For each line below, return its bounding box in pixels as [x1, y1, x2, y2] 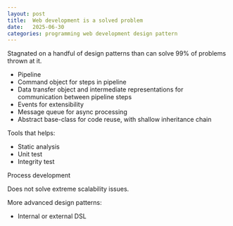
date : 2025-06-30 [7, 23, 65, 30]
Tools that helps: [7, 129, 56, 137]
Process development [7, 171, 71, 180]
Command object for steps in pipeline [17, 78, 127, 87]
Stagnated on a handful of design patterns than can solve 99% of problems [7, 49, 227, 58]
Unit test [17, 150, 42, 158]
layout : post [7, 10, 46, 18]
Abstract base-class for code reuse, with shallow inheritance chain [17, 115, 212, 124]
